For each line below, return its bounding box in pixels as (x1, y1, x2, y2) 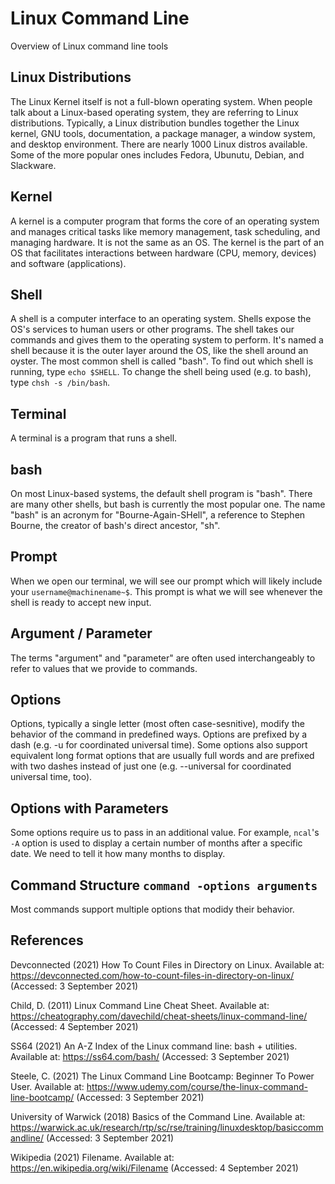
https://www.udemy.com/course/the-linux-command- (86, 1080, 308, 1092)
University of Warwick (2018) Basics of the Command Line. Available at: (10, 1110, 306, 1122)
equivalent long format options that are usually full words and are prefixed (10, 750, 315, 762)
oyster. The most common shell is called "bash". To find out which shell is (10, 355, 314, 367)
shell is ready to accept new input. (10, 596, 152, 608)
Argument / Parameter (10, 625, 153, 642)
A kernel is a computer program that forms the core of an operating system (10, 215, 320, 227)
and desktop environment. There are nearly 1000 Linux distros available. (10, 138, 308, 150)
